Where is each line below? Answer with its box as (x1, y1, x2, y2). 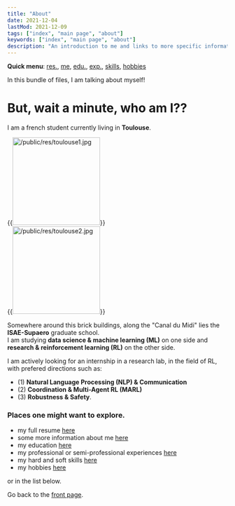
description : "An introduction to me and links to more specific (7, 43, 201, 50)
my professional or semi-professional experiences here (17, 449, 177, 457)
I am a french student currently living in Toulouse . (7, 123, 152, 132)
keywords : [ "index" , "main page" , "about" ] (7, 36, 136, 43)
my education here (17, 441, 72, 449)
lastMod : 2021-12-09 (7, 23, 68, 30)
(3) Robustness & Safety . (17, 392, 92, 401)
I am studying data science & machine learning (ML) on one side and (7, 336, 208, 344)
